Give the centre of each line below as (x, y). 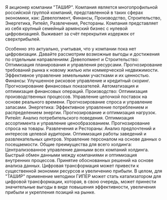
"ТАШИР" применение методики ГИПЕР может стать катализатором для (83, 176)
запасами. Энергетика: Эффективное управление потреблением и (77, 107)
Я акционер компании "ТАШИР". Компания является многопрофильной (81, 7)
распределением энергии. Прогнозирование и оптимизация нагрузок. (81, 112)
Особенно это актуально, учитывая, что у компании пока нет (71, 49)
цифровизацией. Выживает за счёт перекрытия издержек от (70, 34)
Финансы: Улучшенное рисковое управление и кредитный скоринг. (77, 80)
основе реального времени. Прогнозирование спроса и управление (79, 102)
